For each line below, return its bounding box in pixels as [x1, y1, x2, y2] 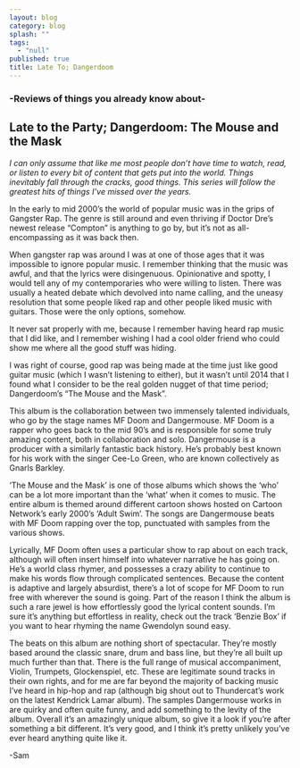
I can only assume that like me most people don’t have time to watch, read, [9, 157, 287, 168]
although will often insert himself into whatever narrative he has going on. [9, 554, 279, 564]
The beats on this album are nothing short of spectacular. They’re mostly [9, 638, 277, 648]
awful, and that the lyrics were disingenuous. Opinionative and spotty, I [9, 268, 271, 279]
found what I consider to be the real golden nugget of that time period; [9, 379, 269, 389]
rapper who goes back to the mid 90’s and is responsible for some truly [9, 424, 272, 435]
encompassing [9, 231, 64, 242]
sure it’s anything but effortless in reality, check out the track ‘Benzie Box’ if [9, 611, 287, 622]
